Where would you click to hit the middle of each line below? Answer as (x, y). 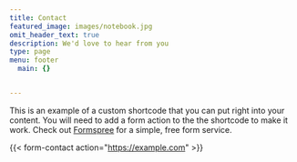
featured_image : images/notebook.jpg (81, 26)
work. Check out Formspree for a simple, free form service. (121, 129)
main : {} (34, 69)
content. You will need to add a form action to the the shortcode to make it (149, 120)
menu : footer (34, 60)
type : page (30, 52)
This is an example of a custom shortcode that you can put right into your (147, 110)
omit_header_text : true (55, 35)
